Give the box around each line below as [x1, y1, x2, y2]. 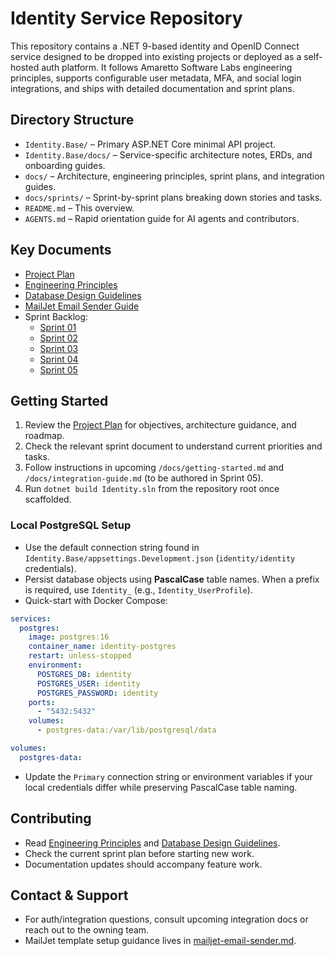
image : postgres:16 [28, 632, 110, 642]
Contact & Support [10, 887, 129, 904]
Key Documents [10, 242, 112, 259]
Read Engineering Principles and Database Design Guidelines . [24, 837, 281, 849]
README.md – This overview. [24, 202, 135, 214]
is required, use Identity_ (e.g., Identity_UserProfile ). [24, 583, 253, 596]
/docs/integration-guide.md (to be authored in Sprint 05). [24, 472, 264, 484]
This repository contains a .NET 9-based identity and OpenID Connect [10, 40, 300, 52]
